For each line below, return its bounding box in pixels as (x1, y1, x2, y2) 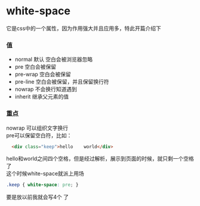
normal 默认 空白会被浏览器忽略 (14, 56, 93, 63)
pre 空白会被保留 (14, 63, 57, 70)
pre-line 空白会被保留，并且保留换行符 (14, 78, 109, 85)
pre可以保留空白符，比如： (6, 131, 72, 139)
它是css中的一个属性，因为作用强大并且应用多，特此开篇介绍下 (6, 24, 161, 32)
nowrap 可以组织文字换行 (6, 124, 69, 131)
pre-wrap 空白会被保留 (14, 70, 72, 78)
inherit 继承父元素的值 (14, 93, 69, 100)
